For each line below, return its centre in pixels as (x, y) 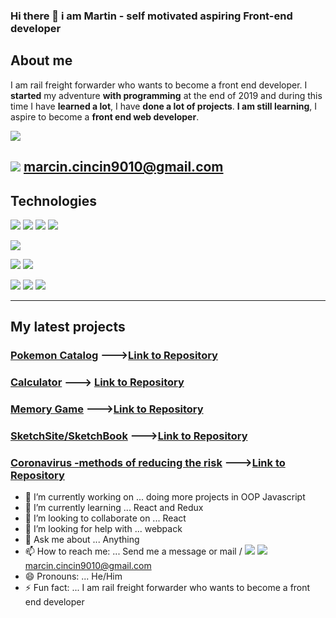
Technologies (54, 200)
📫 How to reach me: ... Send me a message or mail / (133, 551)
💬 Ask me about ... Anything (82, 540)
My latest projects (68, 327)
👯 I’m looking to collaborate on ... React (105, 518)
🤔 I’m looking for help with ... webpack (103, 529)
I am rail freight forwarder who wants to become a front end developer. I (159, 85)
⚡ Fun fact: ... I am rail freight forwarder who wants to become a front (167, 588)
